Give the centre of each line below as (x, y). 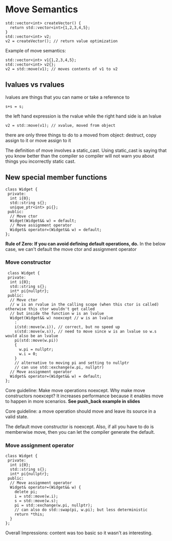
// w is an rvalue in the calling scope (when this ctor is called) (84, 304)
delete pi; (26, 492)
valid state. (17, 416)
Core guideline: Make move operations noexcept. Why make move (75, 390)
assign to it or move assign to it (38, 140)
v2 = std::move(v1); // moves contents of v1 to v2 (61, 69)
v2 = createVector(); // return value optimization (61, 41)
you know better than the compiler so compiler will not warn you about (80, 156)
